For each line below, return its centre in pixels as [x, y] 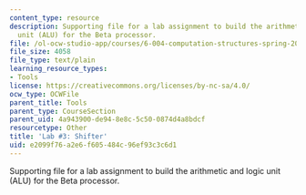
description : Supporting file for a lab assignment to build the [136, 26]
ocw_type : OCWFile [44, 94]
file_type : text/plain [52, 60]
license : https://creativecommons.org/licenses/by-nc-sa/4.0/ [130, 86]
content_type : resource [55, 18]
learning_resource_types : [58, 69]
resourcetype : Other [49, 128]
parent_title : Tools [49, 103]
